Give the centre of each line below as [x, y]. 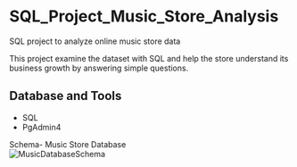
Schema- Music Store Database [68, 144]
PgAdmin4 [41, 127]
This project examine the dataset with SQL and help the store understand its [149, 58]
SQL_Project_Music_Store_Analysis [144, 17]
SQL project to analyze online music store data [95, 41]
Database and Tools [66, 96]
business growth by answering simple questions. [99, 68]
